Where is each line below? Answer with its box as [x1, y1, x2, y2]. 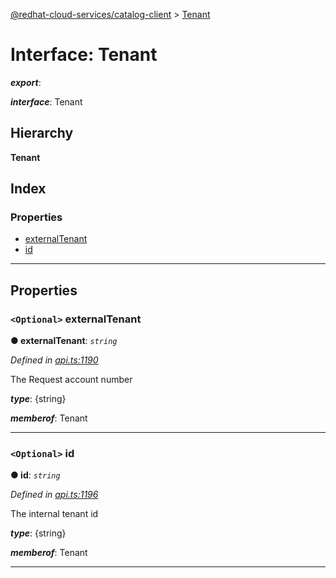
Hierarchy [10, 125, 74, 142]
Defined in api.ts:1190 [10, 354, 99, 366]
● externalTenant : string [10, 335, 118, 347]
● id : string [10, 469, 61, 481]
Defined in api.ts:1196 [10, 489, 99, 501]
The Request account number [10, 374, 133, 386]
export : [10, 76, 42, 88]
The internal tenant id [10, 508, 99, 520]
